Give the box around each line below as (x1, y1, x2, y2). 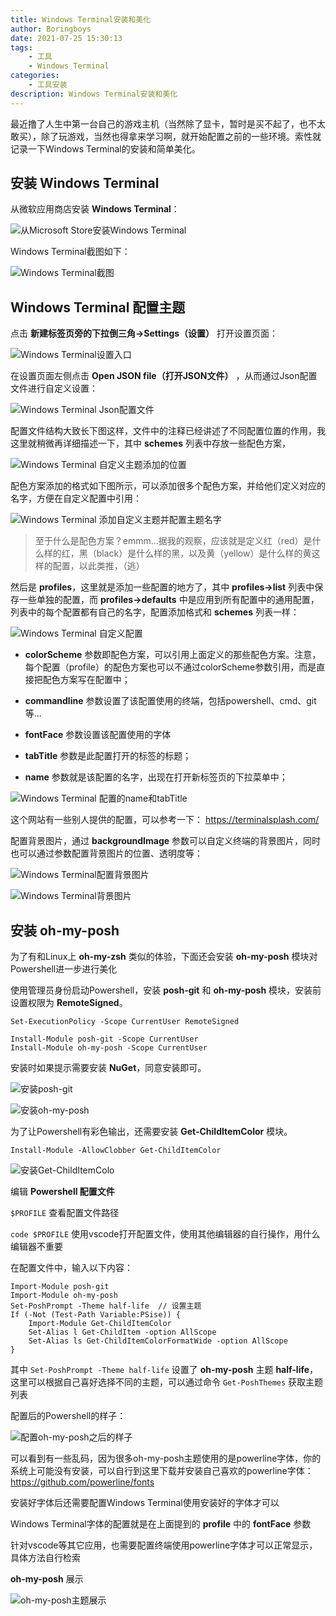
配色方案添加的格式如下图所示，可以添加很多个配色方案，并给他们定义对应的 (10, 480, 326, 492)
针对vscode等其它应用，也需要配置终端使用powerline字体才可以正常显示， (10, 1539, 318, 1551)
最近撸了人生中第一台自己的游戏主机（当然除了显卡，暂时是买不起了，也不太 (10, 117, 326, 130)
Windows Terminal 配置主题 (10, 299, 186, 316)
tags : (10, 42, 33, 53)
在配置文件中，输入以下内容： (10, 1262, 133, 1274)
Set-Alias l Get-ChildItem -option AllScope (28, 1327, 217, 1338)
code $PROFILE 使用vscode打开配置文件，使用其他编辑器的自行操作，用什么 (10, 1228, 321, 1240)
